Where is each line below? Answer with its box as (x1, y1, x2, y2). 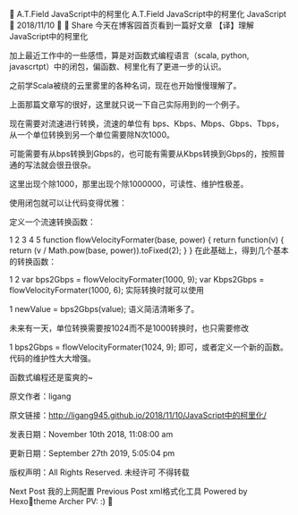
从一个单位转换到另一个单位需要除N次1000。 (9, 130, 175, 139)
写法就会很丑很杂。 (24, 160, 96, 170)
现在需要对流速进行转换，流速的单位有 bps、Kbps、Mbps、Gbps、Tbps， (9, 118, 285, 129)
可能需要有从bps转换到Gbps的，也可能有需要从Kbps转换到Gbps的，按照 (9, 148, 277, 159)
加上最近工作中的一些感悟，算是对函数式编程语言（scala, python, (9, 50, 250, 61)
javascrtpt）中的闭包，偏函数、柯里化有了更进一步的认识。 (9, 62, 226, 72)
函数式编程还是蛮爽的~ (9, 372, 94, 383)
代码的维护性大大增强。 (9, 353, 96, 363)
